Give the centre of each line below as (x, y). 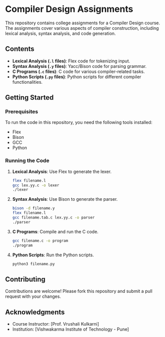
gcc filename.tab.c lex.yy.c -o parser (54, 218)
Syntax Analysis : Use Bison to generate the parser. (65, 199)
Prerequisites (22, 112)
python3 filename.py (33, 264)
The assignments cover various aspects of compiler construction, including (82, 28)
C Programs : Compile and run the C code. (55, 231)
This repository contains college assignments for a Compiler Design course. (82, 23)
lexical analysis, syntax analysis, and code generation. (60, 33)
